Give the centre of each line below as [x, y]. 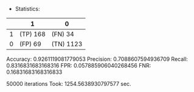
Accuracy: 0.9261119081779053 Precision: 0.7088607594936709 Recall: [97, 59]
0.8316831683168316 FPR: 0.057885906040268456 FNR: [79, 65]
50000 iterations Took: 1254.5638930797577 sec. [69, 84]
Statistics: [28, 9]
